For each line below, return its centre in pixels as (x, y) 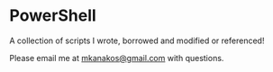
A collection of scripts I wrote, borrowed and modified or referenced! (137, 40)
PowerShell (53, 16)
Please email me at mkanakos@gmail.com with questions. (117, 58)
